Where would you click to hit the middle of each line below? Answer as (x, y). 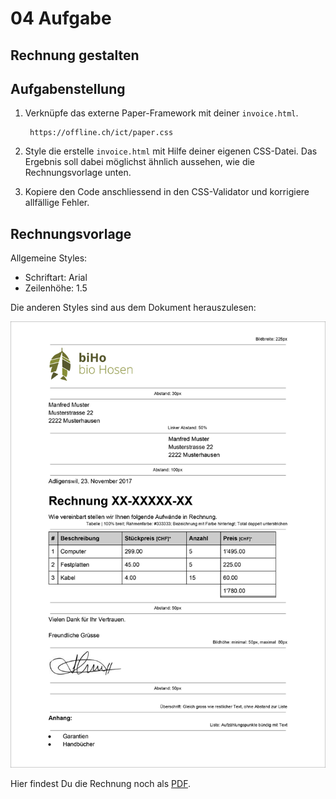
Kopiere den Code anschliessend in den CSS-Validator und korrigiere (167, 192)
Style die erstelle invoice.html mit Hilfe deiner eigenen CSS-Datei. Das (171, 151)
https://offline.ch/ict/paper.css (101, 133)
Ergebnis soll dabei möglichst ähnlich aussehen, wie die (140, 162)
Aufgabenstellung (68, 88)
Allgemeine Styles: (49, 258)
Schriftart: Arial (56, 278)
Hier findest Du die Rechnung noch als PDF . (100, 784)
